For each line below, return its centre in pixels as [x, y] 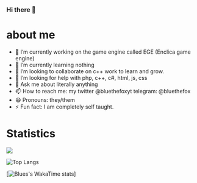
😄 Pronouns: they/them [45, 99]
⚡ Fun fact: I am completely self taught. [64, 107]
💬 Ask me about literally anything [56, 84]
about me [31, 35]
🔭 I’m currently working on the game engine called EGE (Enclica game [103, 52]
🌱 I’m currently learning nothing [55, 65]
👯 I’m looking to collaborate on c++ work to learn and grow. [90, 71]
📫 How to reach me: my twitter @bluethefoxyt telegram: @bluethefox [103, 91]
